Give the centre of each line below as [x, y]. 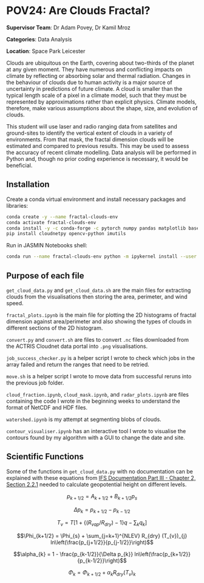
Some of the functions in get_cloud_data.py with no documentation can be [100, 471]
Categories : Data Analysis [39, 39]
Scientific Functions [45, 457]
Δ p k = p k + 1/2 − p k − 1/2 [102, 510]
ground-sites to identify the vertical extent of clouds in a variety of [89, 133]
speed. [15, 303]
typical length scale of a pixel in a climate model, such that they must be [97, 95]
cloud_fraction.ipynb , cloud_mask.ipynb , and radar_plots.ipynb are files [98, 394]
